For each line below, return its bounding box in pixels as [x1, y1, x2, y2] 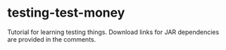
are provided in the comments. [7, 35, 96, 43]
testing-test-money [7, 5, 125, 21]
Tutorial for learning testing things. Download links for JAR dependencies [7, 28, 220, 36]
